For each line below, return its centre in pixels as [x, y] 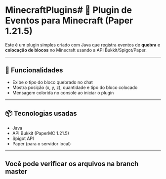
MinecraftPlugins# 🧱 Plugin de [69, 10]
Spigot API [23, 138]
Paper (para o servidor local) [41, 143]
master [16, 171]
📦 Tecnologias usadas [41, 113]
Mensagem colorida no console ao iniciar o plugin [63, 92]
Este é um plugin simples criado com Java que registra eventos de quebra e [83, 45]
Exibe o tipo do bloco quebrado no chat [52, 82]
